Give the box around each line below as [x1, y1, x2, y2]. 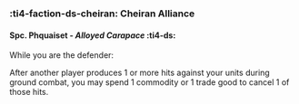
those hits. [9, 87, 49, 98]
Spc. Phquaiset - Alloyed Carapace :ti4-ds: [9, 30, 176, 41]
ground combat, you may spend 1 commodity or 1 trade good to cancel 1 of [9, 77, 290, 88]
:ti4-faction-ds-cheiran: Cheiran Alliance [9, 7, 195, 20]
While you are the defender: [9, 50, 115, 61]
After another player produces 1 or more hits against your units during [9, 67, 270, 79]
